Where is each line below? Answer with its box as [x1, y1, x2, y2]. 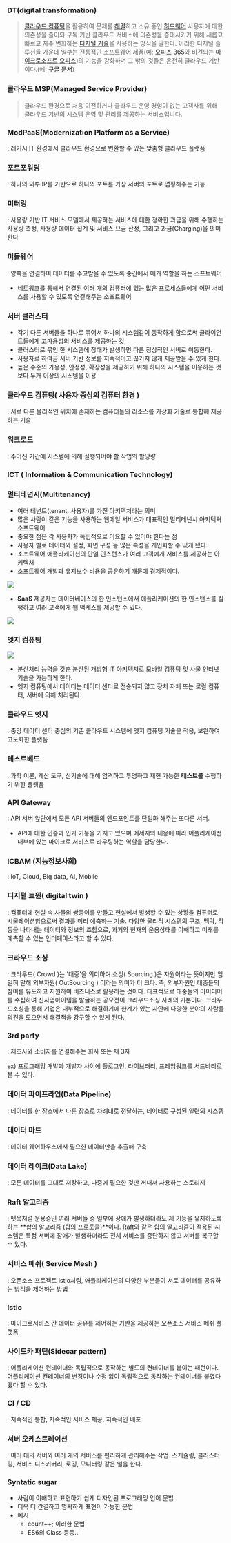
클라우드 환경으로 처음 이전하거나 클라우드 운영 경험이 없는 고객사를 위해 [23, 101, 218, 109]
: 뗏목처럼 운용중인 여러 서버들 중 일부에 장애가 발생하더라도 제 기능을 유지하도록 [7, 1214, 223, 1223]
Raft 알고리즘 [7, 1197, 50, 1207]
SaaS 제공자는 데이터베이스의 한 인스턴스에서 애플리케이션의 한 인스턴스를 [17, 594, 217, 603]
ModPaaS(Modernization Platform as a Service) [7, 127, 170, 137]
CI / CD [7, 1399, 31, 1408]
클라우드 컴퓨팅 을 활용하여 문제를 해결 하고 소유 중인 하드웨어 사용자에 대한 [23, 22, 223, 30]
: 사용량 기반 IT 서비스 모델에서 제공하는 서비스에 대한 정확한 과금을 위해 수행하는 [7, 216, 224, 224]
